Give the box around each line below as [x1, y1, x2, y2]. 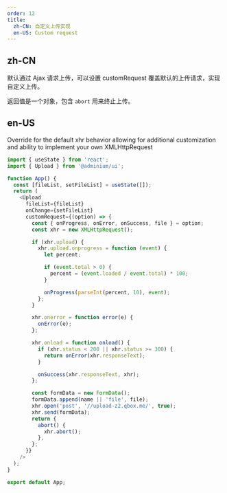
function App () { [7, 175, 57, 182]
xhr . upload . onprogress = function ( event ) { [37, 245, 167, 252]
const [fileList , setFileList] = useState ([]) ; [13, 182, 152, 188]
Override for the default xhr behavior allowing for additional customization [7, 135, 216, 144]
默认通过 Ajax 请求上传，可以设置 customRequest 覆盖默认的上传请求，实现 [7, 74, 221, 83]
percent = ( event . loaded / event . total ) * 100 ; [50, 270, 189, 277]
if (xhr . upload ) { [32, 239, 84, 245]
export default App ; [7, 479, 67, 485]
